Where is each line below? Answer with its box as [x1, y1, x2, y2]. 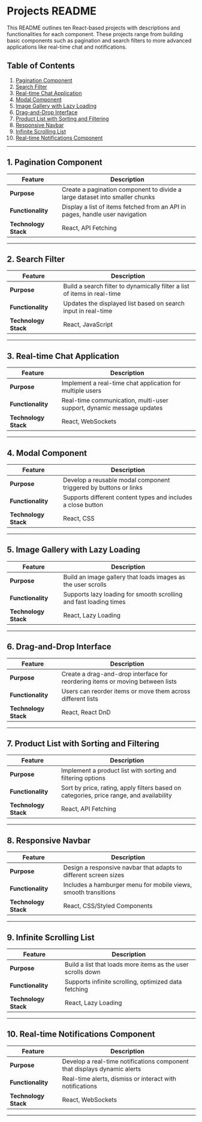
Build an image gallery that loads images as [63, 572, 185, 581]
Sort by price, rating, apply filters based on [61, 783, 182, 792]
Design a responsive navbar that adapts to [63, 863, 182, 872]
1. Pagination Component [7, 158, 102, 168]
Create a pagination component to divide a [61, 185, 182, 194]
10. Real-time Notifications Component [7, 1029, 155, 1040]
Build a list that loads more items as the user [64, 960, 189, 969]
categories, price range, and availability [61, 791, 173, 800]
